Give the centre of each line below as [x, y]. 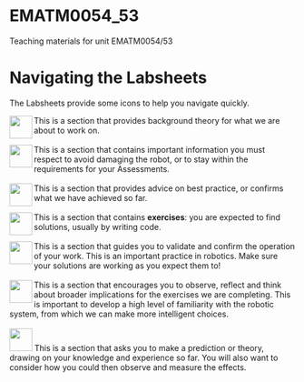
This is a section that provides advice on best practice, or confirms [159, 188]
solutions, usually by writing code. [98, 226]
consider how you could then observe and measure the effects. [128, 367]
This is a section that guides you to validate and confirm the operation [165, 246]
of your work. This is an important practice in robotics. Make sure [156, 256]
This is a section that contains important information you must [150, 149]
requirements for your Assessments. [102, 168]
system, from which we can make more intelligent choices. [119, 314]
